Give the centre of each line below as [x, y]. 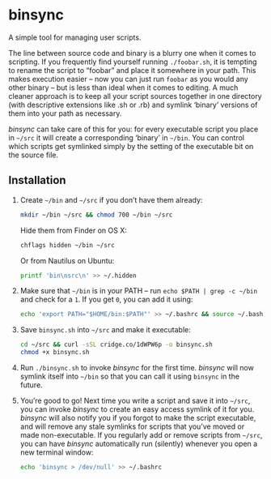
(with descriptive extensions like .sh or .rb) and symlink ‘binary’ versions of [133, 105]
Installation [37, 180]
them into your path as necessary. [65, 113]
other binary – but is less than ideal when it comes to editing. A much [123, 88]
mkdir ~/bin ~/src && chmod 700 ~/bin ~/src [96, 215]
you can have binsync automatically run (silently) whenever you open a [139, 444]
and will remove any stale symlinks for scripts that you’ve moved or [132, 426]
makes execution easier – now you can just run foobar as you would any [128, 79]
